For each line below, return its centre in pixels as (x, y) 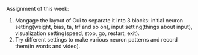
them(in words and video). (48, 46)
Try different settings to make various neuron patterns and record (96, 40)
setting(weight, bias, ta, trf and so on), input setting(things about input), (104, 27)
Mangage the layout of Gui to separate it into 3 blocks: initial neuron (99, 20)
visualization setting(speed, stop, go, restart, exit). (77, 33)
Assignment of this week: (38, 9)
